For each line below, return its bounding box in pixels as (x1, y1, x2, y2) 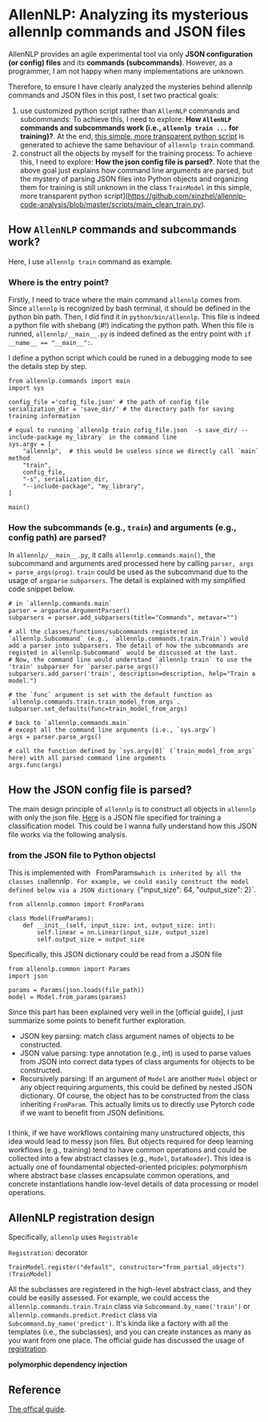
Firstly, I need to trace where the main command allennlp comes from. (8, 295, 242, 305)
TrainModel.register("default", (8, 1263, 116, 1272)
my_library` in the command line (65, 433, 178, 442)
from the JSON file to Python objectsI (8, 850, 156, 861)
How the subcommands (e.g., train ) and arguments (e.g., (8, 521, 237, 533)
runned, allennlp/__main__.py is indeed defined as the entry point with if (8, 329, 252, 338)
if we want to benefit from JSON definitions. (19, 1108, 166, 1118)
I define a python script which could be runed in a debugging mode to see (8, 353, 253, 363)
